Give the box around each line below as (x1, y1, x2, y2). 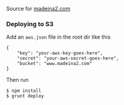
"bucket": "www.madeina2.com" (17, 61, 93, 67)
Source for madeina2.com (6, 5, 71, 12)
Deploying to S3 (6, 20, 54, 28)
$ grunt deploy (6, 93, 44, 99)
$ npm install (6, 88, 42, 94)
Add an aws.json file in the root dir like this (6, 33, 111, 41)
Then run (6, 76, 29, 84)
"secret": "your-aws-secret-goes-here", (17, 55, 119, 61)
